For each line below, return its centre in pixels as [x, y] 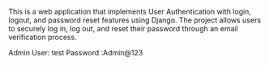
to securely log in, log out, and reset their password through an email [124, 28]
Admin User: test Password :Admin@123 [76, 53]
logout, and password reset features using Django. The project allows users [135, 20]
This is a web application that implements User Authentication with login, [130, 12]
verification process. [43, 37]
